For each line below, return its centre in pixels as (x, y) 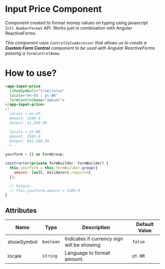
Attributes (21, 210)
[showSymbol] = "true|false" (37, 91)
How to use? (31, 73)
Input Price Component (54, 9)
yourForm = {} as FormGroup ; (35, 154)
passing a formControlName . (33, 53)
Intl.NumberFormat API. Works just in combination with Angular (69, 28)
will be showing (82, 245)
